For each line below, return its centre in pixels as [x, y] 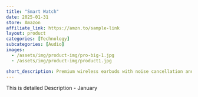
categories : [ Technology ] [38, 39]
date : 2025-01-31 [27, 17]
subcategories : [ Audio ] [35, 45]
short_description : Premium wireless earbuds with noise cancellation [95, 71]
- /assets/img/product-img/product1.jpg [62, 61]
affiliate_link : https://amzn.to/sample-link [63, 28]
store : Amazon [24, 22]
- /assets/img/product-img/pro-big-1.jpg [63, 55]
